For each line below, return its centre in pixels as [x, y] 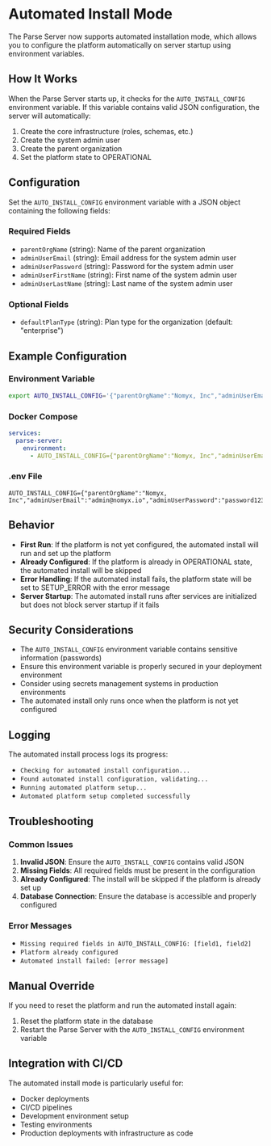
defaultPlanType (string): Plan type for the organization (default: [126, 322]
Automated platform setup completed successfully [105, 797]
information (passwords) [61, 658]
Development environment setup [74, 1115]
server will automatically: [50, 116]
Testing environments [56, 1124]
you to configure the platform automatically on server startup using [120, 44]
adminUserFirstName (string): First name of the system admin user [129, 275]
